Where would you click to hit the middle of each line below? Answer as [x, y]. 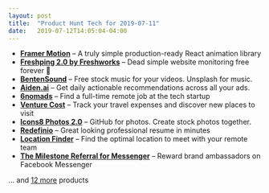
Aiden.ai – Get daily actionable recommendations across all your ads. [135, 88]
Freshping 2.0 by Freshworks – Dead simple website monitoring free [134, 62]
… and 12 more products [49, 180]
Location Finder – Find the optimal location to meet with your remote [134, 139]
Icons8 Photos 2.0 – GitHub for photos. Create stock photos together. [135, 122]
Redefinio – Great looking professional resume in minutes [115, 130]
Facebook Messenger [56, 165]
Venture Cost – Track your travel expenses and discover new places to [137, 105]
